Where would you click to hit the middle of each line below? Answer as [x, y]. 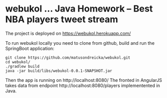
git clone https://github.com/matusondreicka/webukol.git [68, 58]
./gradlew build [22, 66]
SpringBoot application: [30, 48]
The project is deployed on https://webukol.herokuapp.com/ [68, 33]
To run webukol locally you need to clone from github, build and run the [80, 43]
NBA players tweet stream [62, 19]
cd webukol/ [18, 62]
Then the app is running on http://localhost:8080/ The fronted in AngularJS [84, 80]
